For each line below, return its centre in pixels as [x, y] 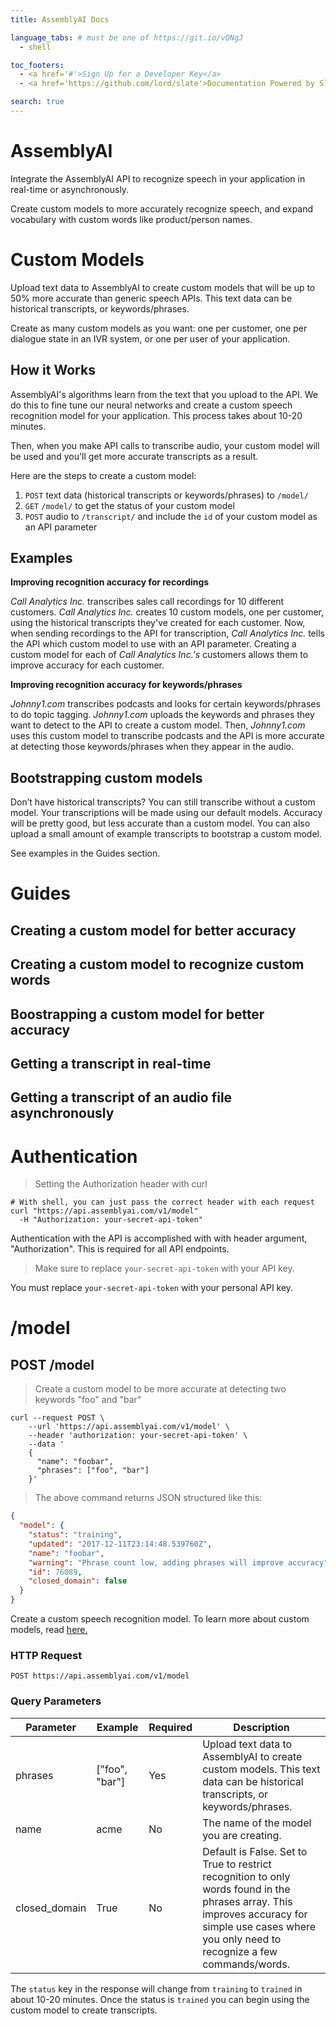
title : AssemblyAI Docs [60, 19]
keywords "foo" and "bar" [88, 1400]
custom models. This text [261, 1769]
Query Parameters [56, 1701]
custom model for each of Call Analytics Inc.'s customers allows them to [159, 655]
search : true [37, 102]
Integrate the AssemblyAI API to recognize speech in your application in [158, 178]
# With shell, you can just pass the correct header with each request [162, 1202]
